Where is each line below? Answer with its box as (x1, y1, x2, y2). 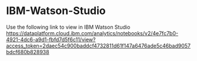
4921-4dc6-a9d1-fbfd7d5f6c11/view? (6, 36, 96, 43)
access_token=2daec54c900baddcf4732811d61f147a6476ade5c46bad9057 (6, 42, 191, 49)
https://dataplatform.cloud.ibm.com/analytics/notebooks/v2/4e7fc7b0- (6, 29, 178, 36)
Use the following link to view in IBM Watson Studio (6, 23, 131, 30)
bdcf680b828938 (6, 48, 49, 55)
